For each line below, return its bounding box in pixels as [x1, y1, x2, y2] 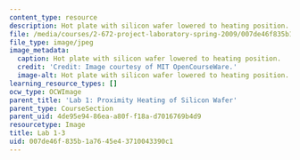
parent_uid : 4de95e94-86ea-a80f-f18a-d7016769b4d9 [9, 112, 202, 121]
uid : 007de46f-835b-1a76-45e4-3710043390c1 [9, 137, 174, 146]
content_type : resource [9, 12, 98, 22]
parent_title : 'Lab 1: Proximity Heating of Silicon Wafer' [9, 95, 238, 105]
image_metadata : [9, 46, 70, 55]
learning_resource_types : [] [9, 79, 118, 88]
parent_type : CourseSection [9, 104, 114, 113]
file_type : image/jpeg [9, 37, 94, 47]
